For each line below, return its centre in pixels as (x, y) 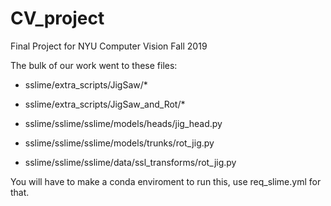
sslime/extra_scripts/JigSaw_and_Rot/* (105, 104)
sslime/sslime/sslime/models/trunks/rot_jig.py (119, 143)
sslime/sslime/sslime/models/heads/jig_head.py (123, 123)
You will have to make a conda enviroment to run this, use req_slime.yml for (166, 181)
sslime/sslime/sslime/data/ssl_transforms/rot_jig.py (130, 162)
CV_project (57, 18)
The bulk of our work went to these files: (94, 65)
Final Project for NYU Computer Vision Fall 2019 (109, 46)
